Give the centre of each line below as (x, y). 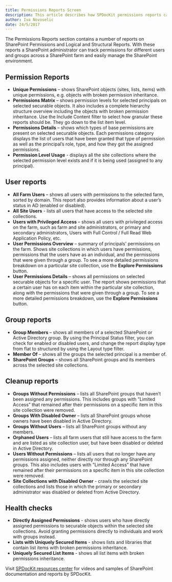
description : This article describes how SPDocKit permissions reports (83, 15)
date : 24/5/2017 (23, 24)
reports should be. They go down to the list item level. (69, 122)
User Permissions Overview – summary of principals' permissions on (86, 243)
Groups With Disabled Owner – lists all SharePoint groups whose (82, 415)
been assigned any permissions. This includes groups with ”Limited (84, 399)
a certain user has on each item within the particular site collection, (83, 287)
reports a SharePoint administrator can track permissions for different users (85, 50)
